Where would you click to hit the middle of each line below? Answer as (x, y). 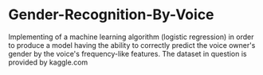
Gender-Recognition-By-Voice (111, 15)
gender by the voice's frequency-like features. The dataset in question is (128, 53)
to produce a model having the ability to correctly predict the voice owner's (132, 45)
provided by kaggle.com (48, 62)
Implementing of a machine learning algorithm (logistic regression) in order (131, 37)
